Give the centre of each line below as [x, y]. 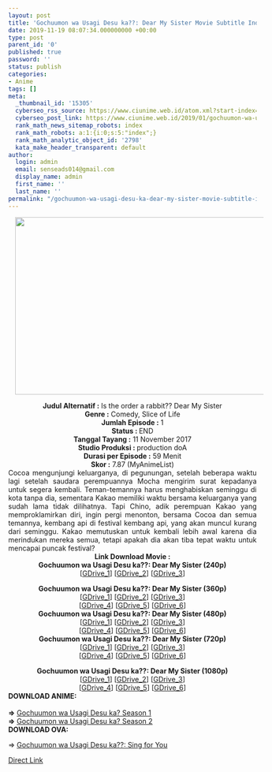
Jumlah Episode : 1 [132, 422]
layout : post [30, 15]
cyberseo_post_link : [49, 118]
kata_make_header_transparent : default [81, 147]
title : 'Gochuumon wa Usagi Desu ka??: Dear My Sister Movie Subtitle [127, 23]
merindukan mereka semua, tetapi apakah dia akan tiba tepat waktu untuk [132, 539]
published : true [35, 52]
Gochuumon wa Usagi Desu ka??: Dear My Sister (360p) [132, 588]
